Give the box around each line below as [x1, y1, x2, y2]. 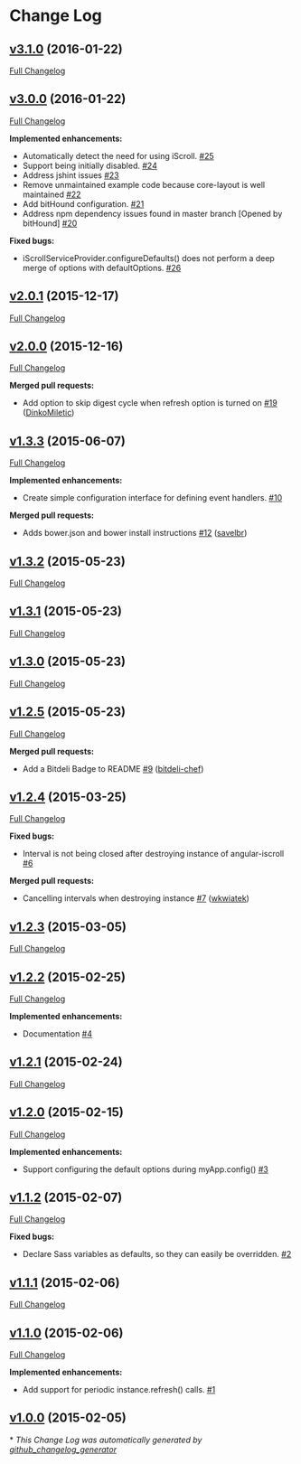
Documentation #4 [22, 1028, 93, 1039]
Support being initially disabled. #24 [22, 160, 158, 171]
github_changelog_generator [9, 1443, 118, 1455]
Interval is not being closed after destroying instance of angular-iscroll [22, 849, 285, 859]
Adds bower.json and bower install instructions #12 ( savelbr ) [22, 528, 248, 539]
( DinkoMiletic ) [22, 408, 75, 418]
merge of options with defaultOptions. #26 [22, 262, 182, 273]
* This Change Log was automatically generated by [9, 1434, 202, 1445]
